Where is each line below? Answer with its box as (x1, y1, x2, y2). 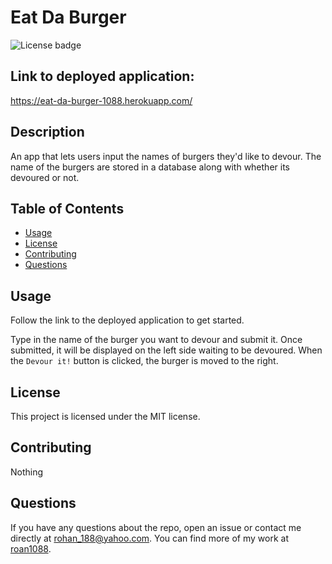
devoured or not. (10, 171, 80, 183)
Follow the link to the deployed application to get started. (10, 314, 245, 326)
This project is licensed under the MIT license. (10, 411, 201, 422)
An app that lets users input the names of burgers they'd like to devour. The (10, 150, 322, 162)
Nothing (10, 466, 44, 478)
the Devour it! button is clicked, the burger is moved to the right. (10, 355, 279, 367)
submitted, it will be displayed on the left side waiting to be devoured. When (10, 344, 323, 356)
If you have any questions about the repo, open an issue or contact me (10, 521, 302, 533)
